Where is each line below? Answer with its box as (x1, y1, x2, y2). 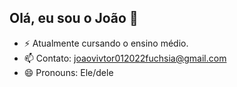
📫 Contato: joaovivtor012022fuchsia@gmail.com (23, 52, 227, 64)
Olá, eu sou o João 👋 (9, 10, 139, 27)
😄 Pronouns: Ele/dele (23, 66, 114, 78)
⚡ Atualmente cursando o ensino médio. (23, 37, 189, 49)
